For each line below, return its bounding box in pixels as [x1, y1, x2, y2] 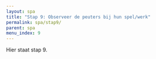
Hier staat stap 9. [6, 46, 48, 53]
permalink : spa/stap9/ [6, 19, 62, 25]
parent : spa [6, 25, 35, 31]
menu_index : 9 [6, 30, 41, 36]
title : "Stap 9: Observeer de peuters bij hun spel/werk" [6, 14, 151, 20]
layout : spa [6, 8, 35, 15]
